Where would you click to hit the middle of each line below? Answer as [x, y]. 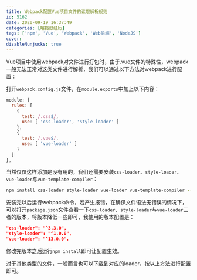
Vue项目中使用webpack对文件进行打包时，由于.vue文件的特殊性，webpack [97, 62]
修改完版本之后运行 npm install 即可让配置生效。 [64, 251]
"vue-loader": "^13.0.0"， [39, 239]
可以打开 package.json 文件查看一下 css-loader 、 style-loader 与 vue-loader [95, 210]
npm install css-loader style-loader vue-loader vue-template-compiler [95, 190]
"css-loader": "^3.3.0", [36, 228]
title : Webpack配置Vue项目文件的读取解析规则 [57, 11]
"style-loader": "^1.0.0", [39, 234]
